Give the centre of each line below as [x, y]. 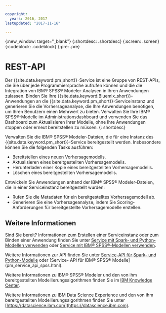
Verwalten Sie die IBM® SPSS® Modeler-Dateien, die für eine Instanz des [80, 137]
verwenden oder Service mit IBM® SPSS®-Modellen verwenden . [91, 245]
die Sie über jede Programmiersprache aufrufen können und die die [74, 86]
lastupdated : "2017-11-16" [33, 23]
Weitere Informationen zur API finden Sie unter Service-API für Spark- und [81, 255]
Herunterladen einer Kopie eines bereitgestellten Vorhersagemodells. [83, 168]
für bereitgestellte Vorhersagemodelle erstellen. [93, 208]
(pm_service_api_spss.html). [34, 265]
